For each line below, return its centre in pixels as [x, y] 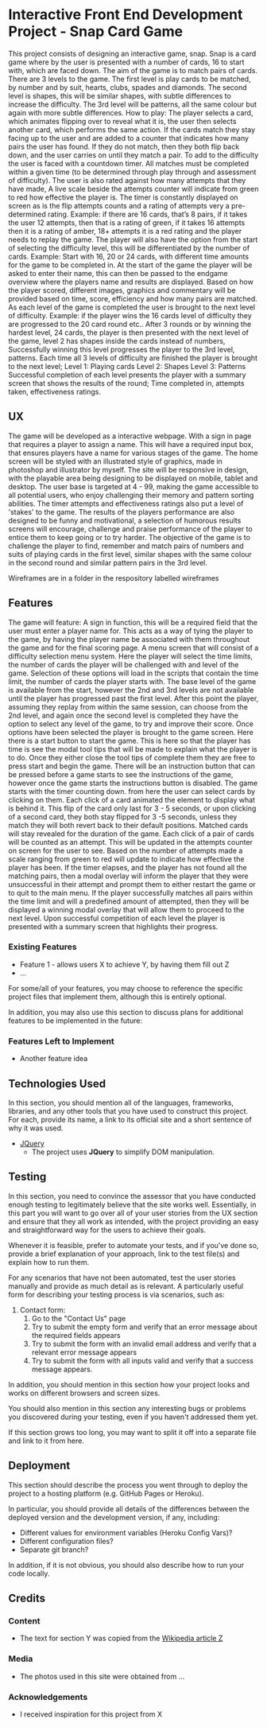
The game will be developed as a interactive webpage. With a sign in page [130, 436]
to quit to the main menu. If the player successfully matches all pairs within [130, 893]
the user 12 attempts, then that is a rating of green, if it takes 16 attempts [127, 222]
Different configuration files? [66, 1541]
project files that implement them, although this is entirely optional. [117, 997]
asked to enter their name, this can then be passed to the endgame [118, 273]
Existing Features [43, 947]
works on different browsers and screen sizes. [84, 1393]
